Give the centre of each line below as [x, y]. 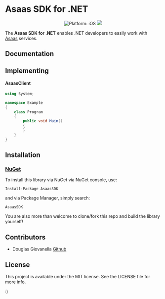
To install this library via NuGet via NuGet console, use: [61, 180]
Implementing [27, 71]
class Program [28, 112]
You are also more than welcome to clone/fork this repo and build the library [82, 216]
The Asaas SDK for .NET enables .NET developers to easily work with [76, 33]
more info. [16, 282]
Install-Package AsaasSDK [32, 189]
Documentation [30, 54]
